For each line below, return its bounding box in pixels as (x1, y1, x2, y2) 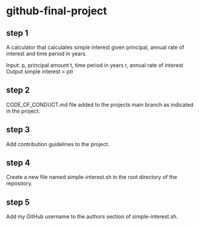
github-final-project (6, 4, 108, 18)
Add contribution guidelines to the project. (6, 140, 110, 147)
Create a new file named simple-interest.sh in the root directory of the (6, 174, 177, 181)
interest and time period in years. (6, 50, 87, 57)
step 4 (6, 158, 31, 168)
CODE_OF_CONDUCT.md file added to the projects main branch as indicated (6, 101, 194, 108)
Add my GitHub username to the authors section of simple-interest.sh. (6, 213, 178, 220)
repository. (6, 180, 33, 187)
